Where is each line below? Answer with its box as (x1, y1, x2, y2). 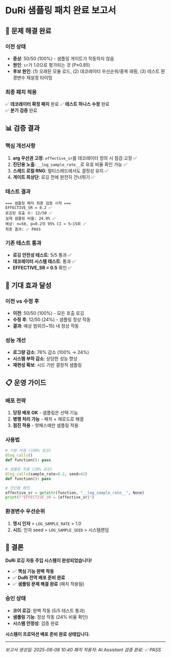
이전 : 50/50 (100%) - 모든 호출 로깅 (12, 310, 84, 316)
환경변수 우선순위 (5, 508, 45, 515)
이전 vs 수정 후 (5, 297, 39, 305)
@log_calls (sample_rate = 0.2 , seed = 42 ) (5, 471, 88, 476)
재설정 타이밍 (26, 74, 52, 80)
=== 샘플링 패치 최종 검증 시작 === (5, 201, 71, 206)
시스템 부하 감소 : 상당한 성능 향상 (12, 355, 78, 362)
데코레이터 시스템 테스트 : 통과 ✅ (12, 258, 76, 264)
